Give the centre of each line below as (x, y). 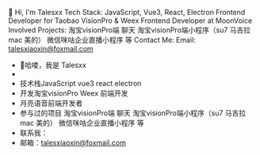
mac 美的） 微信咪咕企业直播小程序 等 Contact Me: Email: (102, 40)
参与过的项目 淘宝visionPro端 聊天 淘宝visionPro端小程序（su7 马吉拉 (133, 113)
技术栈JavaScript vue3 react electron (80, 83)
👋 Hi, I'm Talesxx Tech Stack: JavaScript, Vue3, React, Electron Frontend (127, 12)
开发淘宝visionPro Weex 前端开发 (74, 93)
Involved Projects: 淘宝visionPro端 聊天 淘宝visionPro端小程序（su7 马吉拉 (130, 30)
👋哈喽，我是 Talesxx (53, 65)
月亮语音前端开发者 (51, 103)
